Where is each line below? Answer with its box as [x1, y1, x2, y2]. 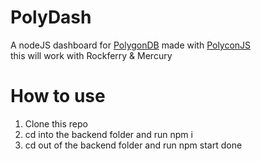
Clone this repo [24, 117, 88, 130]
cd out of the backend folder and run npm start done [24, 139, 243, 151]
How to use [10, 85, 106, 108]
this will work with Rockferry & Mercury [10, 49, 173, 61]
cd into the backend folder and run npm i [24, 128, 193, 140]
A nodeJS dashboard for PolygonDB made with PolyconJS [10, 39, 252, 51]
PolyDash [10, 6, 92, 29]
